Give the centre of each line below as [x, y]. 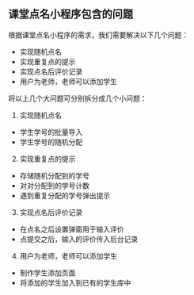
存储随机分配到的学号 [54, 175]
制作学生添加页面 [48, 273]
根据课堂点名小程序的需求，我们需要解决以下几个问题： [98, 35]
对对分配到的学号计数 [54, 186]
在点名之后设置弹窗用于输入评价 [72, 229]
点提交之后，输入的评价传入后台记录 [79, 239]
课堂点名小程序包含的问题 [70, 14]
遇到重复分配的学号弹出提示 [65, 195]
